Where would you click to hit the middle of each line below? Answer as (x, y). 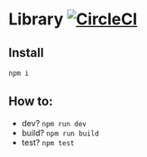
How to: (31, 102)
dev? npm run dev (54, 123)
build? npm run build (60, 133)
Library (36, 19)
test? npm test (48, 142)
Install (26, 53)
